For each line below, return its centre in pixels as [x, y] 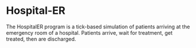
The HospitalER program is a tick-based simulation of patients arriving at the [98, 27]
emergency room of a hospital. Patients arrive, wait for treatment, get [89, 32]
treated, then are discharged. [41, 39]
